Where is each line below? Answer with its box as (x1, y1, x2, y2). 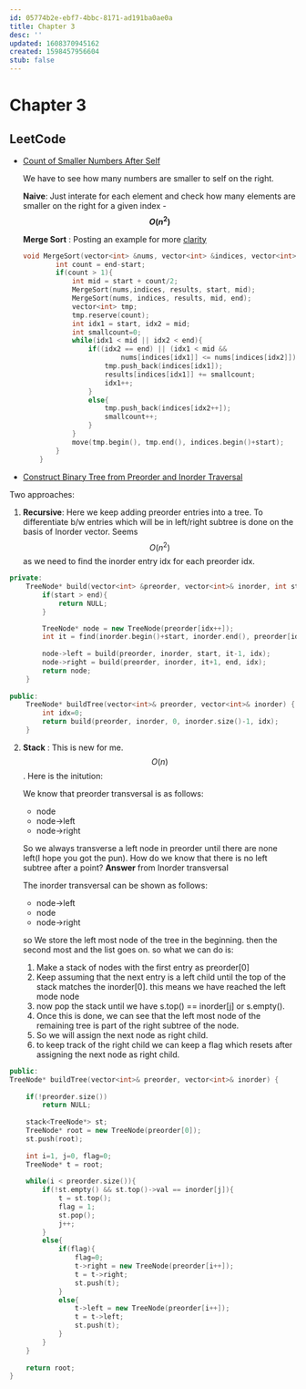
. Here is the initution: (22, 770, 103, 781)
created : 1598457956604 (9, 47, 100, 57)
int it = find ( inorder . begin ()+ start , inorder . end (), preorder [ (42, 633, 291, 642)
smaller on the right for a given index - (22, 201, 167, 211)
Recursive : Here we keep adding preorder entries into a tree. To (22, 507, 264, 518)
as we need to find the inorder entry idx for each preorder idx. (22, 556, 255, 567)
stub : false (9, 56, 55, 65)
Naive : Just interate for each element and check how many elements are (22, 190, 296, 201)
